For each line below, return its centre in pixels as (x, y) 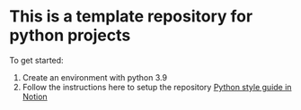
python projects (70, 35)
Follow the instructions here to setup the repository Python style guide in (157, 87)
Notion (35, 97)
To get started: (37, 60)
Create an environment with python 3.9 (95, 77)
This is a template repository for (131, 17)
